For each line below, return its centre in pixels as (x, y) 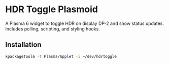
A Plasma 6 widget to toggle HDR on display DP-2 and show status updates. (84, 23)
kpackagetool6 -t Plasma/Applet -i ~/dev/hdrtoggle (61, 56)
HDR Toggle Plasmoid (52, 9)
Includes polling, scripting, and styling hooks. (53, 28)
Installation (23, 45)
